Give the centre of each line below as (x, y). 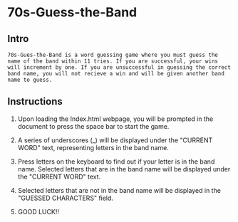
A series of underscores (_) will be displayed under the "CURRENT (115, 140)
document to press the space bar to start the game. (93, 126)
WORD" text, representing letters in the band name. (93, 147)
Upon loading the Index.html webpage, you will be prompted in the (115, 119)
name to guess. (30, 80)
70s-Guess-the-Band (72, 12)
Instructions (35, 101)
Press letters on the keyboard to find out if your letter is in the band (116, 162)
